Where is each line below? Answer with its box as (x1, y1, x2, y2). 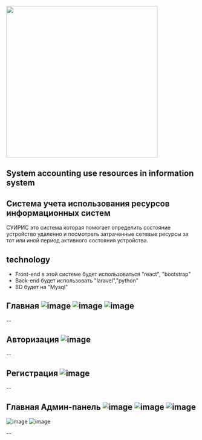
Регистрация (6, 368, 59, 379)
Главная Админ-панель (6, 402, 101, 412)
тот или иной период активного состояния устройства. (6, 237, 149, 244)
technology (6, 255, 50, 265)
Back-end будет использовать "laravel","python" (15, 277, 139, 284)
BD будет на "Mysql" (15, 284, 68, 291)
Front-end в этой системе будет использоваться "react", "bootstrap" (15, 270, 192, 278)
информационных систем (6, 208, 111, 218)
